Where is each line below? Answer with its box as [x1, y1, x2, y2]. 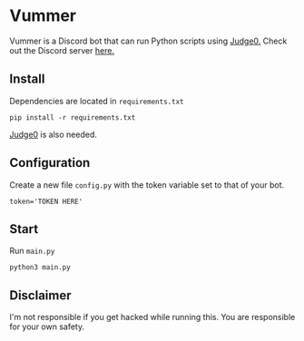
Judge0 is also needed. [9, 129, 97, 140]
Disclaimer [9, 287, 72, 303]
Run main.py [9, 246, 55, 257]
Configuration [9, 155, 91, 170]
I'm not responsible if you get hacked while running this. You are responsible [9, 312, 296, 323]
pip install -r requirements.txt [9, 112, 136, 122]
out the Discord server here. [9, 44, 115, 55]
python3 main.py [9, 263, 71, 272]
